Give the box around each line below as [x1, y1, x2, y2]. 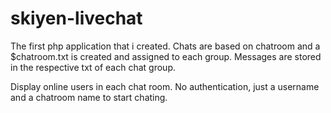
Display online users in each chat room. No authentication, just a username [10, 80, 320, 92]
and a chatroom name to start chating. [10, 91, 168, 103]
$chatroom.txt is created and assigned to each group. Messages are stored [10, 50, 322, 62]
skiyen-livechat [10, 7, 143, 30]
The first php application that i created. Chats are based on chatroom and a [10, 40, 321, 52]
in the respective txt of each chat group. [10, 61, 177, 73]
